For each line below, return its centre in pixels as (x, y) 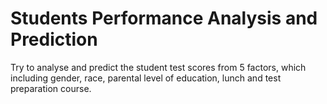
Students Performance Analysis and (164, 18)
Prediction (54, 39)
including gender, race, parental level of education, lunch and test (146, 78)
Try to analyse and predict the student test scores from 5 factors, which (158, 67)
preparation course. (51, 88)
